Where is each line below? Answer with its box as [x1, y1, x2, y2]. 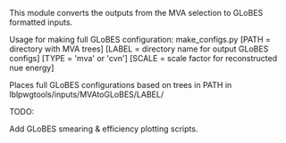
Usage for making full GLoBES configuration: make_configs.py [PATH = [9, 35, 271, 44]
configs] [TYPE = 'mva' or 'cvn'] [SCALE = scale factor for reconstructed [9, 53, 278, 63]
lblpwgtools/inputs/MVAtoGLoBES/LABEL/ [9, 89, 164, 99]
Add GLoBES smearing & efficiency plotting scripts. [9, 123, 198, 134]
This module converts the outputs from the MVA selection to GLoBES [9, 8, 264, 18]
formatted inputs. [9, 17, 73, 28]
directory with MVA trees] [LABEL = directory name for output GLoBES [9, 44, 269, 54]
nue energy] [9, 62, 55, 73]
